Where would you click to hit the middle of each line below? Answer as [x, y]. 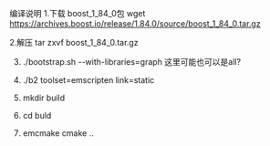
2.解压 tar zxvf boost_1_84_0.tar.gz [74, 42]
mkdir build [44, 98]
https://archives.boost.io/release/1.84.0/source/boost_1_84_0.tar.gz [135, 24]
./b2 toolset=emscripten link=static [88, 80]
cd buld [37, 115]
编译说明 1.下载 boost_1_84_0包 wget [78, 13]
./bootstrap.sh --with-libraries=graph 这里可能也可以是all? [132, 62]
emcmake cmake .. [58, 133]
